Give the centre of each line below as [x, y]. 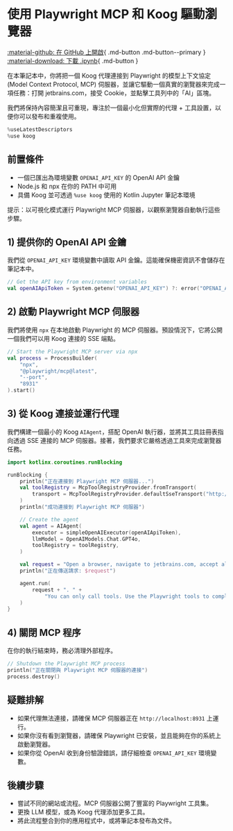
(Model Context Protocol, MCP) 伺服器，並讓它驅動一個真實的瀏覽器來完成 [113, 84]
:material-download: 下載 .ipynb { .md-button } [73, 60]
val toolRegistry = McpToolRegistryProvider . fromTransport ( [108, 488]
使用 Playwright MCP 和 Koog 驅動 [106, 14]
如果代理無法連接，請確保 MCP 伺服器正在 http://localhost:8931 [111, 718]
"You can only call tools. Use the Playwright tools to [127, 596]
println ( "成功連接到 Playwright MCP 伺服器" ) [83, 507]
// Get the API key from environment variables [77, 282]
